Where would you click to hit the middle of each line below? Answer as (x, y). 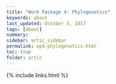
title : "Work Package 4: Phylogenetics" (59, 12)
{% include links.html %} (37, 75)
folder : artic (24, 58)
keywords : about (27, 18)
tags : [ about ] (24, 29)
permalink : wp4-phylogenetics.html (52, 47)
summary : (17, 35)
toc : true (19, 52)
